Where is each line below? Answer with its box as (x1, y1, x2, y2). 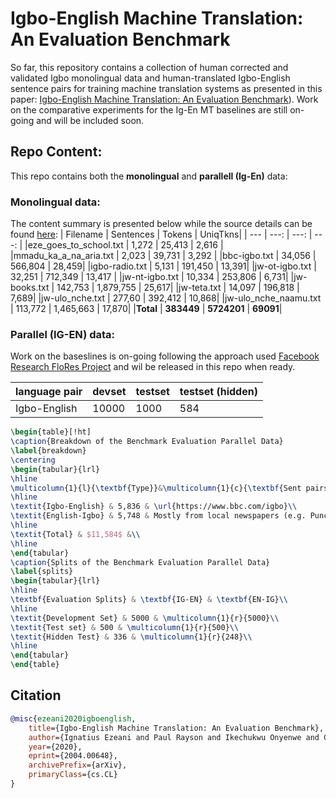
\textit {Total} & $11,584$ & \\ (10, 529, 141, 539)
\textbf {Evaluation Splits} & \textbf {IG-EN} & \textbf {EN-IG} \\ (10, 595, 288, 605)
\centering (10, 455, 56, 465)
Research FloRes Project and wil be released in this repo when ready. (10, 361, 296, 373)
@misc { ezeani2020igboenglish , (10, 713, 137, 724)
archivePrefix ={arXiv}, (28, 760, 128, 771)
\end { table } (10, 660, 60, 670)
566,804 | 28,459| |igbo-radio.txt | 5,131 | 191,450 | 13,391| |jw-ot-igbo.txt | (10, 260, 317, 272)
